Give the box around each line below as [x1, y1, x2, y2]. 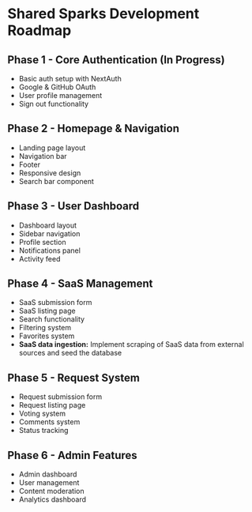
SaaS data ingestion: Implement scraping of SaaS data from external [18, 340, 244, 349]
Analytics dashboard [18, 495, 87, 504]
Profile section [18, 237, 66, 247]
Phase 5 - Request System [7, 371, 140, 384]
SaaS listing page [18, 306, 76, 316]
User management [18, 478, 80, 488]
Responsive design [18, 168, 81, 178]
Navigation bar [18, 151, 68, 160]
